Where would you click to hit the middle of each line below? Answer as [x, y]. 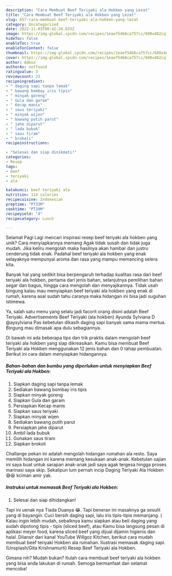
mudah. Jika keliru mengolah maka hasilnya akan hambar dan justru [77, 248]
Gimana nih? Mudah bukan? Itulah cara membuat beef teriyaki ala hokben [83, 558]
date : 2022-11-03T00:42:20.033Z [40, 29]
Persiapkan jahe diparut [38, 428]
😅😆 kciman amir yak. [29, 475]
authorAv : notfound [27, 67]
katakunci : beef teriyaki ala [38, 190]
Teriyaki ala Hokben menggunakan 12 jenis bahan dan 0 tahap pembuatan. [84, 349]
